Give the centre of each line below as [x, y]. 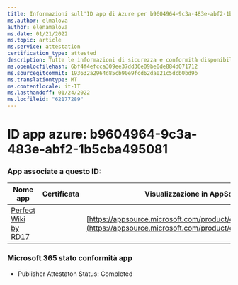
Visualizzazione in [176, 194]
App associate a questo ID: [54, 172]
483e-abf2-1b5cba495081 [88, 150]
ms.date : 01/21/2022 [38, 34]
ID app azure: [47, 134]
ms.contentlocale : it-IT [44, 86]
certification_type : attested [52, 54]
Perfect [23, 211]
